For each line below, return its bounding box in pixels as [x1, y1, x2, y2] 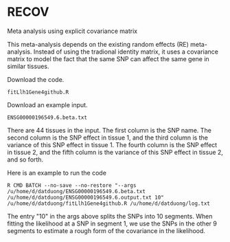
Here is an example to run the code [7, 168, 106, 177]
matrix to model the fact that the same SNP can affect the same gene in [7, 54, 209, 63]
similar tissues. [7, 62, 49, 70]
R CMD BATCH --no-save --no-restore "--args [7, 181, 137, 189]
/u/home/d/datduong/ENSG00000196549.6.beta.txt [7, 188, 146, 195]
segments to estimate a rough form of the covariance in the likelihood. [7, 226, 206, 234]
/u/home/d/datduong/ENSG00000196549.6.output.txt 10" [7, 194, 165, 201]
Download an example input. [7, 100, 88, 109]
